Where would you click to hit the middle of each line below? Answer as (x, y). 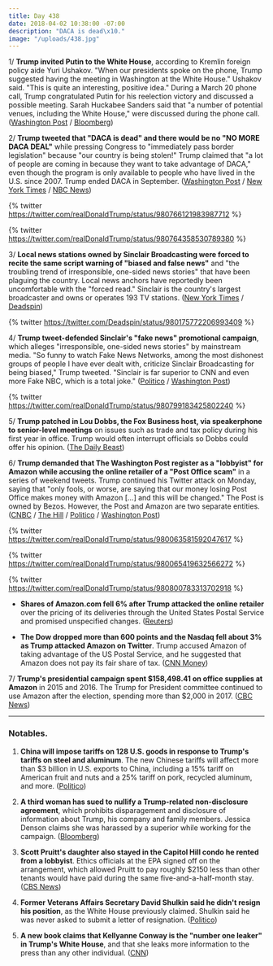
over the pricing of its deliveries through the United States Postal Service (142, 613)
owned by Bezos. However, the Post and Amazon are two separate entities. (134, 506)
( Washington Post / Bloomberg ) (61, 122)
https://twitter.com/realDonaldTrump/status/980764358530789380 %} (127, 239)
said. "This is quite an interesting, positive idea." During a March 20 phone (133, 88)
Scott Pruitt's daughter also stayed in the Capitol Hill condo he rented (139, 852)
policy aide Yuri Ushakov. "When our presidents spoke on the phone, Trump (135, 71)
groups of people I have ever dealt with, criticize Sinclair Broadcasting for (131, 364)
